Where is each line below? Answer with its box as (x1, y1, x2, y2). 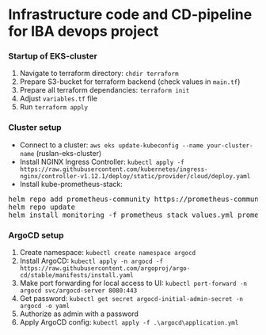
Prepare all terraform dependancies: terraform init (19, 86, 190, 95)
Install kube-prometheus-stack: (19, 179, 123, 188)
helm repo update (8, 202, 75, 211)
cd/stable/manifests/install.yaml (19, 272, 134, 280)
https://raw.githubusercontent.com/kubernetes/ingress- (19, 165, 208, 173)
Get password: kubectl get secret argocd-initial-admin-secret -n (19, 294, 244, 303)
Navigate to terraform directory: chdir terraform (19, 69, 179, 78)
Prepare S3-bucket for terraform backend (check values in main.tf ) (19, 77, 241, 86)
